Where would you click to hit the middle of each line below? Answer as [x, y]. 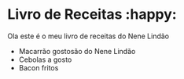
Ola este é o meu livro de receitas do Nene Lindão [88, 36]
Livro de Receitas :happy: [92, 14]
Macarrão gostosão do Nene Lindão [77, 51]
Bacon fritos [39, 67]
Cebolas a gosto [45, 59]
